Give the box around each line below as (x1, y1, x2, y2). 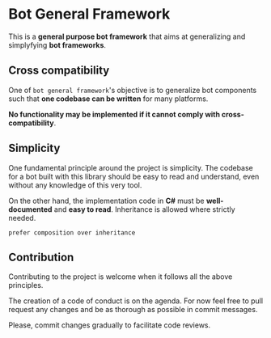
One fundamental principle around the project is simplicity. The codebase (8, 163, 253, 172)
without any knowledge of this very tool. (8, 180, 142, 190)
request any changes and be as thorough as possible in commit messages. (8, 305, 258, 315)
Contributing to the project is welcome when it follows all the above (8, 272, 233, 281)
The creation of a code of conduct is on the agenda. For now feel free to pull (8, 296, 264, 306)
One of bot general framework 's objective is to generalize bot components (8, 85, 257, 95)
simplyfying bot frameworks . (8, 40, 107, 49)
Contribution (8, 250, 74, 264)
